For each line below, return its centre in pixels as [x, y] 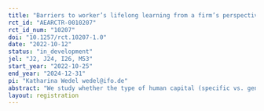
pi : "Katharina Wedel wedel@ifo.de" [68, 81]
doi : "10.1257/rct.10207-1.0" [58, 37]
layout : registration [44, 95]
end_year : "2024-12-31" [47, 73]
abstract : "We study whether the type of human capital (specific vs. [126, 88]
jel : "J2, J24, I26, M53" [50, 59]
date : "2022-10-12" [40, 45]
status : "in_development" [50, 52]
